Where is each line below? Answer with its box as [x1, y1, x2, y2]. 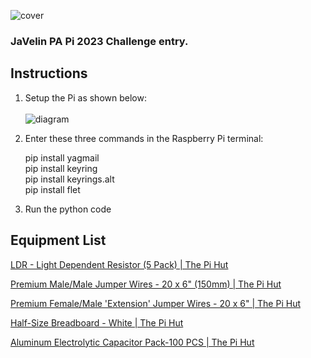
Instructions [10, 65, 88, 82]
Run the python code [24, 203, 112, 215]
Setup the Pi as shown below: [24, 91, 147, 104]
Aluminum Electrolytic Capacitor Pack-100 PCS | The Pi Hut [10, 336, 255, 348]
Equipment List [10, 232, 107, 249]
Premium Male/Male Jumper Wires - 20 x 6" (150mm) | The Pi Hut [10, 278, 282, 290]
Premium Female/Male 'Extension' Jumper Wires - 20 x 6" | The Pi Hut [10, 297, 301, 309]
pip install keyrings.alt [24, 173, 115, 185]
